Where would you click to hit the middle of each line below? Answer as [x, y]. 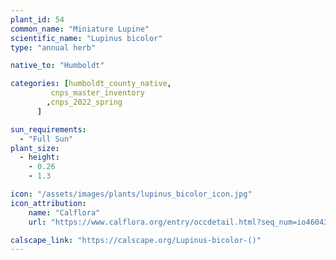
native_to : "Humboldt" [57, 66]
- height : [39, 157]
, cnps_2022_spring [84, 102]
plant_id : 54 [37, 19]
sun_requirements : [48, 129]
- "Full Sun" [46, 139]
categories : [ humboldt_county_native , [91, 84]
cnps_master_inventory [97, 93]
